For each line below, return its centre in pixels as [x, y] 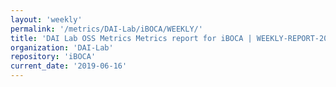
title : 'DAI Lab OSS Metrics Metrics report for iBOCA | [131, 38]
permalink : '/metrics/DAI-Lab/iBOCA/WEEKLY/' [106, 29]
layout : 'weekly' [46, 19]
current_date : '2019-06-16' [69, 66]
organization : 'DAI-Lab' [62, 47]
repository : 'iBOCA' [53, 57]
